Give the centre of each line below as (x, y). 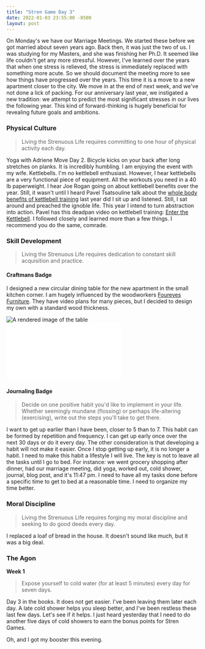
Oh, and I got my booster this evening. (54, 639)
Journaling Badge (29, 391)
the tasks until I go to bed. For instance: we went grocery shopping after (97, 462)
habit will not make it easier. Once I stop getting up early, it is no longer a (98, 449)
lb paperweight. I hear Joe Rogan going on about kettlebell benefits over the (102, 186)
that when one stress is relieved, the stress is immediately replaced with (97, 67)
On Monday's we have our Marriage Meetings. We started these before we (100, 41)
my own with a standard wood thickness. (58, 308)
